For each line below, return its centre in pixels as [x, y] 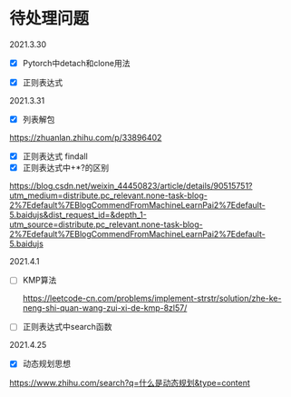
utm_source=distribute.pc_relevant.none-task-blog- [107, 224]
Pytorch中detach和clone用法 [76, 63]
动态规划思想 [46, 363]
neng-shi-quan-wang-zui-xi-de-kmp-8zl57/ [105, 308]
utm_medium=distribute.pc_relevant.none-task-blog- [109, 195]
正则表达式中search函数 [67, 327]
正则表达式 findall [55, 156]
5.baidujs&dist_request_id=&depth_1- [78, 215]
